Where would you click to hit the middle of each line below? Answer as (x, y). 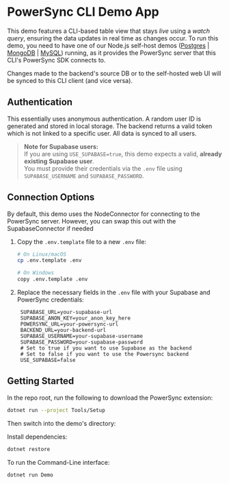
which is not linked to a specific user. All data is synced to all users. (102, 133)
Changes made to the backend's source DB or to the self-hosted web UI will (114, 73)
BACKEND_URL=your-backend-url (63, 330)
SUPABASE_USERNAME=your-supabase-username (82, 337)
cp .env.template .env (49, 261)
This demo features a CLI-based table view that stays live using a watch (109, 31)
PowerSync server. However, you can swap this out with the (92, 221)
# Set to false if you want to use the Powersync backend (105, 354)
